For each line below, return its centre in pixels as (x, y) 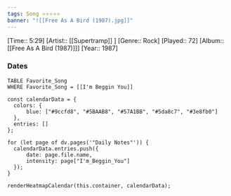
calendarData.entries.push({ (56, 149)
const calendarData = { (42, 99)
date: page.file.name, (59, 155)
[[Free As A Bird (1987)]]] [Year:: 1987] (62, 48)
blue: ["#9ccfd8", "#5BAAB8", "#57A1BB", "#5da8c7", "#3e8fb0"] (122, 111)
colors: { (28, 105)
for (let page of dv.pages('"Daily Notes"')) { (78, 142)
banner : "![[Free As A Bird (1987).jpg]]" (70, 20)
